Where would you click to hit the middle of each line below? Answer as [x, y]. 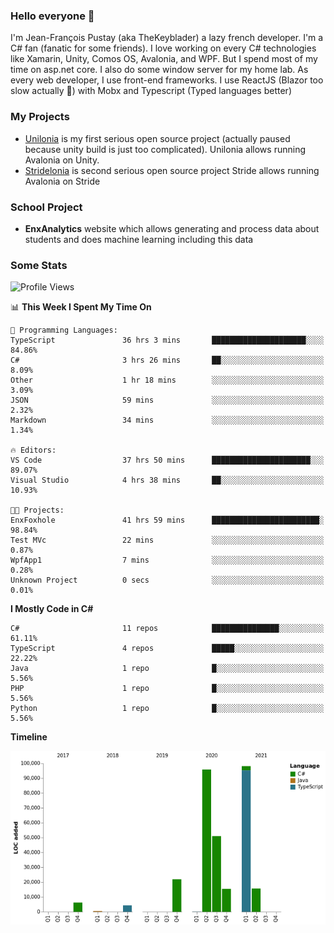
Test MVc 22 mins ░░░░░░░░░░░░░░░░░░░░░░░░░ [167, 540]
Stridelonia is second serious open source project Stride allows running [172, 170]
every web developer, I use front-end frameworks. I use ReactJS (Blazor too [167, 80]
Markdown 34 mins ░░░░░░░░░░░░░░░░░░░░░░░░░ [167, 420]
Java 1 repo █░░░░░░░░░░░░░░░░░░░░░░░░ [167, 669]
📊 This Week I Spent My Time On [81, 307]
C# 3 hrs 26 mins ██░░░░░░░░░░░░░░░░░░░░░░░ [167, 360]
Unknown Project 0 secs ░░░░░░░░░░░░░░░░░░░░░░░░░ [167, 580]
